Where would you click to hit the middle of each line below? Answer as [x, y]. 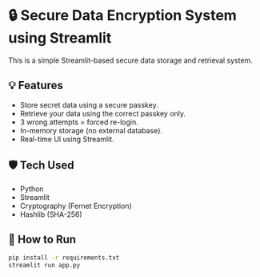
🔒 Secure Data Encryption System [123, 16]
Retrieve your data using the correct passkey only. [103, 113]
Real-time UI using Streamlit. [67, 139]
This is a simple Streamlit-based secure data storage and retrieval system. [131, 60]
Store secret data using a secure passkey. [89, 104]
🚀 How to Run [42, 239]
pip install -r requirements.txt [64, 258]
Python [32, 189]
